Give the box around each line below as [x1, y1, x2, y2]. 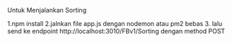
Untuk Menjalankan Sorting [7, 6, 87, 14]
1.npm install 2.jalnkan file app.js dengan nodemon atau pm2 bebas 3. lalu [7, 20, 223, 27]
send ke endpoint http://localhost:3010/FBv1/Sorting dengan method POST [7, 27, 226, 35]
